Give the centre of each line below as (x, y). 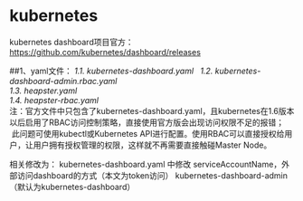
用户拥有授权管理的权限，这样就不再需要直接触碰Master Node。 (152, 145)
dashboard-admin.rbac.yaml (63, 81)
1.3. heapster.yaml (43, 91)
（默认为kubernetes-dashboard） (72, 187)
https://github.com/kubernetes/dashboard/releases (105, 52)
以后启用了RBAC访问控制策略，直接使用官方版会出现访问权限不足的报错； (147, 122)
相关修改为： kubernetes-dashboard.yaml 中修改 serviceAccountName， (146, 164)
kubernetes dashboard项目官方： (71, 42)
